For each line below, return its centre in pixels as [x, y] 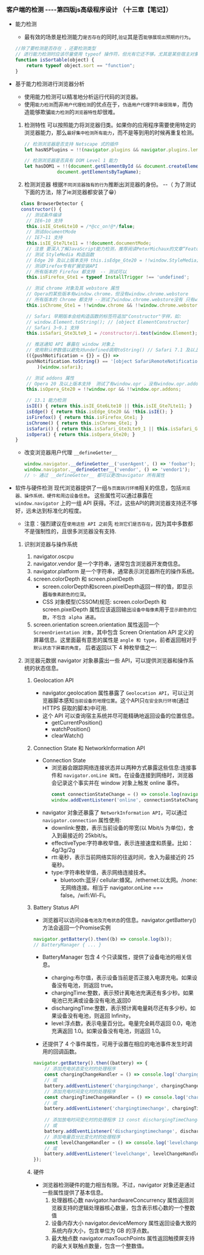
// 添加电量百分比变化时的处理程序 [82, 1137]
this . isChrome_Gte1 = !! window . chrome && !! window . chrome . [103, 305]
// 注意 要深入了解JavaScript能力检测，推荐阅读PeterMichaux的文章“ [106, 249]
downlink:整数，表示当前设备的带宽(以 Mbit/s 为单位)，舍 [123, 828]
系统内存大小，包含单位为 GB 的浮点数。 [102, 1231]
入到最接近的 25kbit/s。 [81, 835]
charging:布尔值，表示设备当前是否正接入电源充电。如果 [122, 978]
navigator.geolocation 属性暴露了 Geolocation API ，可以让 [115, 693]
